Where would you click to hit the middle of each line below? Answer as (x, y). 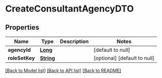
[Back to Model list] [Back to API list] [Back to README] (63, 70)
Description (74, 42)
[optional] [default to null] (124, 58)
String (47, 58)
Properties (22, 27)
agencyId (19, 50)
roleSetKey (22, 58)
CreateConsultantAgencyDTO (70, 9)
